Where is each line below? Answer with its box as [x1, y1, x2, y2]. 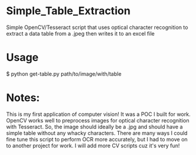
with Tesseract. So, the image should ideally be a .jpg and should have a [6, 123, 183, 130]
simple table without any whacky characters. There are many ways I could [6, 129, 188, 137]
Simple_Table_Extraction [6, 4, 131, 18]
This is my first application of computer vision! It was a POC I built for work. [6, 111, 191, 118]
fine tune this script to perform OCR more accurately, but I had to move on [6, 135, 188, 143]
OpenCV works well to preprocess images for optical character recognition [6, 117, 189, 124]
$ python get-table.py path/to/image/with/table [6, 70, 122, 77]
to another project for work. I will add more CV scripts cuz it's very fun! [6, 142, 180, 149]
